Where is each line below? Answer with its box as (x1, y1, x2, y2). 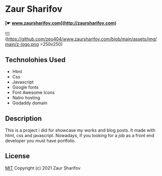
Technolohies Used (5, 56, 65, 64)
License (5, 152, 30, 160)
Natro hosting (12, 95, 40, 101)
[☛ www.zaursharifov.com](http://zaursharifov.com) (5, 20, 117, 26)
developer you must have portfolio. (5, 138, 76, 144)
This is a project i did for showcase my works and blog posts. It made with (5, 127, 156, 133)
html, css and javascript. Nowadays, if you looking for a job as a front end (5, 133, 154, 139)
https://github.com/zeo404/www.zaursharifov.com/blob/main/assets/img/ (6, 36, 157, 42)
